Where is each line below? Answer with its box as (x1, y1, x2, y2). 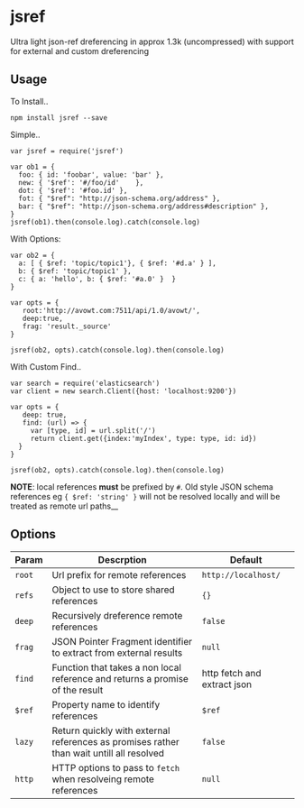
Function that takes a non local (51, 661, 181, 674)
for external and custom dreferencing (10, 45, 150, 56)
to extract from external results (51, 647, 183, 659)
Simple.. (10, 129, 41, 140)
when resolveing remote (51, 773, 154, 785)
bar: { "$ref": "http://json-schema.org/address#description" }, (18, 201, 270, 211)
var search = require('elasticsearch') (10, 379, 161, 388)
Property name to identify (51, 698, 161, 711)
